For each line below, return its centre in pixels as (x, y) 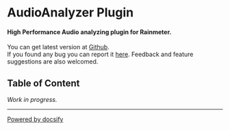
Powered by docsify (35, 119)
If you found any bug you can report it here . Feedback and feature (100, 54)
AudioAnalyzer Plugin (71, 13)
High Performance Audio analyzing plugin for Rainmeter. (89, 31)
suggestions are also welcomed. (53, 62)
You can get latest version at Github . (58, 47)
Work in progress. (32, 100)
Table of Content (43, 83)
